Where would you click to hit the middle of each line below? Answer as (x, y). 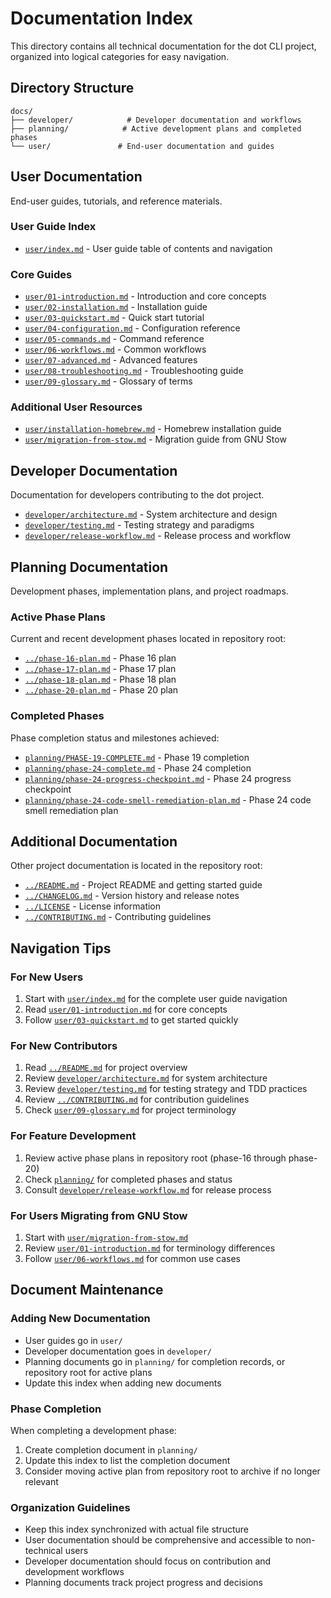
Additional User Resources (76, 407)
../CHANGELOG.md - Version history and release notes (132, 896)
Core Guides (41, 274)
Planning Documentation (89, 567)
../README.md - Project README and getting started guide (143, 885)
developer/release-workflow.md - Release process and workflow (158, 536)
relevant (41, 1482)
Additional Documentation (94, 842)
